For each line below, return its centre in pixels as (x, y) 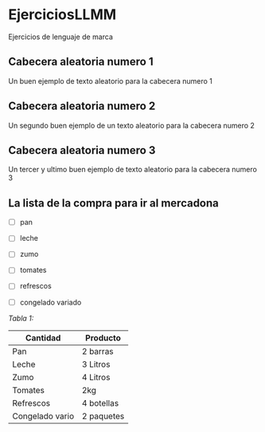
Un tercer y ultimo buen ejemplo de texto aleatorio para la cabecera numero (132, 170)
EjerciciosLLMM (62, 15)
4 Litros (96, 377)
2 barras (97, 351)
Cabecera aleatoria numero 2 (82, 106)
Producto (103, 338)
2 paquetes (103, 416)
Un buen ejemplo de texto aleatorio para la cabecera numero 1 (110, 81)
